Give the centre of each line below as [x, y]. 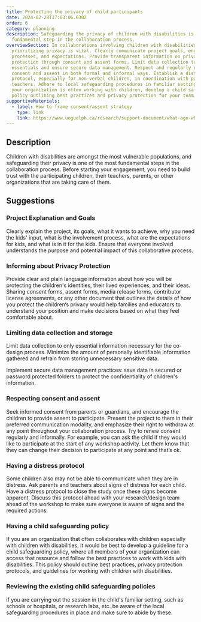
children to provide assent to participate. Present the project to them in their [100, 418]
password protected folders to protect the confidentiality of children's [92, 376]
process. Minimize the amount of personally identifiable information [107, 352]
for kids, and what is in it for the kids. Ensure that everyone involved [90, 244]
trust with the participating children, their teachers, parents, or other [90, 176]
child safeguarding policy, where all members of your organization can [93, 552]
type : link [31, 112]
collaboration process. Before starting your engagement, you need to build [98, 169]
